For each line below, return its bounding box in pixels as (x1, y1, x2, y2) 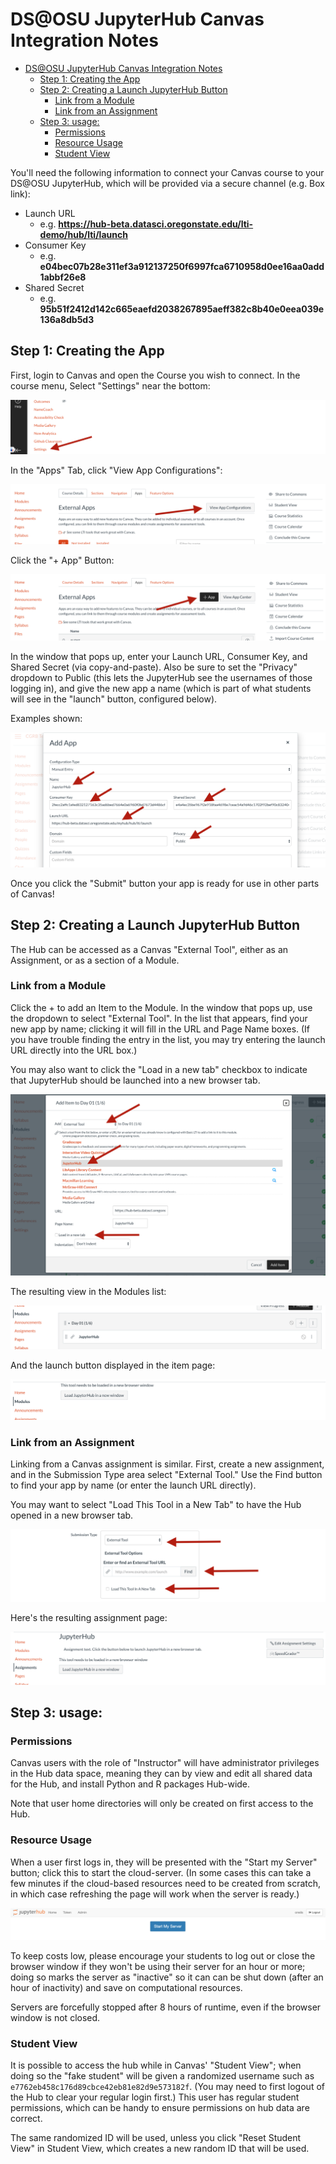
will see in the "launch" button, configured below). (10, 693, 218, 705)
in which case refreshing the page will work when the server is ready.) (10, 1888, 300, 1900)
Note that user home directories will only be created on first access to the (10, 1798, 314, 1810)
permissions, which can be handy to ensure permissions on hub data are (10, 2102, 310, 2114)
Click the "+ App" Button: (10, 554, 115, 567)
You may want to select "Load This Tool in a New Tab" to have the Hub (10, 1499, 302, 1511)
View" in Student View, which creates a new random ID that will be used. (10, 2143, 310, 2155)
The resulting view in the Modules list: (10, 1285, 167, 1297)
